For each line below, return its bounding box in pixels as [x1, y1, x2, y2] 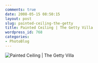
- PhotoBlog [5, 39, 29, 44]
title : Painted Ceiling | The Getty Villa [5, 25, 93, 30]
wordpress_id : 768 [5, 30, 43, 35]
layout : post [5, 16, 32, 21]
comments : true [5, 7, 36, 12]
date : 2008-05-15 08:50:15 [5, 12, 60, 17]
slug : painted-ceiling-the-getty [5, 21, 73, 26]
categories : [5, 35, 29, 40]
